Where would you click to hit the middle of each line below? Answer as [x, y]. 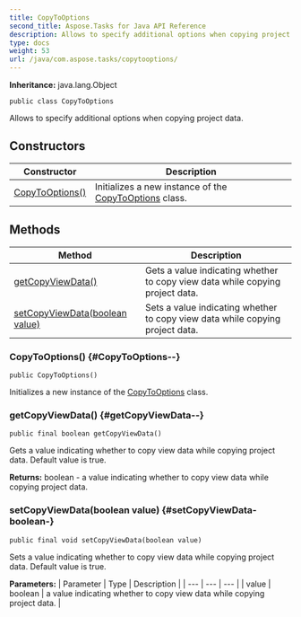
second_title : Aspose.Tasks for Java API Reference [107, 26]
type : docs [30, 43]
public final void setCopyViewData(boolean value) [106, 540]
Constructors [47, 146]
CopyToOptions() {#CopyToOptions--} [95, 357]
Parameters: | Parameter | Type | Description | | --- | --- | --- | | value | [140, 584]
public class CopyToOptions [62, 101]
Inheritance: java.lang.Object [64, 85]
